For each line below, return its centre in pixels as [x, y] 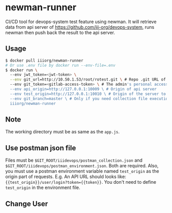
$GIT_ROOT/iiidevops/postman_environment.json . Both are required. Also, [82, 166]
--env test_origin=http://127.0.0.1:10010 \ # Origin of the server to [88, 94]
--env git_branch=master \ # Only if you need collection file [79, 99]
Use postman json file [41, 148]
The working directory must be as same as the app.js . [62, 132]
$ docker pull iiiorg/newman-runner [44, 61]
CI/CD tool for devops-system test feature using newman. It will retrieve [81, 22]
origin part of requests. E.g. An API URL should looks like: [66, 177]
